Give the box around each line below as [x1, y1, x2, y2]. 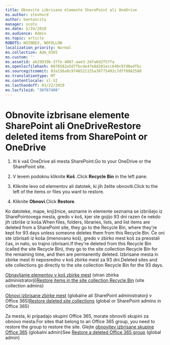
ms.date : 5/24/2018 [5, 26, 47, 31]
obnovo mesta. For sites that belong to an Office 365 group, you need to [5, 319, 155, 325]
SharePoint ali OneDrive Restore [5, 120, 141, 132]
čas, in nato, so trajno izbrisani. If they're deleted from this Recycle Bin [5, 241, 151, 247]
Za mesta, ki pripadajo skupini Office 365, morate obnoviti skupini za [5, 313, 149, 319]
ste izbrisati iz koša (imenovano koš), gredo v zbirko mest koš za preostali [5, 235, 160, 241]
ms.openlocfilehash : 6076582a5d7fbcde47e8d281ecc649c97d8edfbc [5, 64, 142, 69]
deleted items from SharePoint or [5, 131, 148, 142]
